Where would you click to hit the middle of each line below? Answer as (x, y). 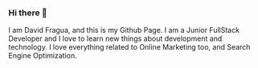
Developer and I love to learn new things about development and (115, 38)
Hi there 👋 (28, 13)
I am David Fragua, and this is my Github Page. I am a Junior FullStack (124, 30)
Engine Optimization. (43, 56)
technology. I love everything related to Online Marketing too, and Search (129, 47)
